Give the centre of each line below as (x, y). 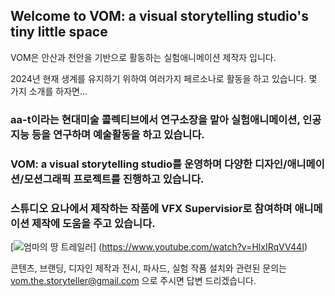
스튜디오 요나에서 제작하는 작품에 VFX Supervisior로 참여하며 (151, 208)
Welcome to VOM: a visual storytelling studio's (159, 16)
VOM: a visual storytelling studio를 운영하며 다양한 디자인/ (149, 164)
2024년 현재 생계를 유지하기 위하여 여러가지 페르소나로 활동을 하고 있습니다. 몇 (164, 78)
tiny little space (59, 32)
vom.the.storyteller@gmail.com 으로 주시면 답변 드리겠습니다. (133, 280)
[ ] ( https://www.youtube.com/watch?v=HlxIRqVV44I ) (159, 246)
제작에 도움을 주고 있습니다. (93, 223)
